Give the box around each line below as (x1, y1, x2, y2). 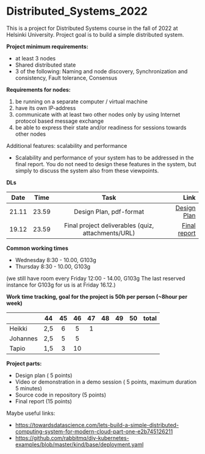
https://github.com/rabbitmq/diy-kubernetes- (15, 434, 129, 441)
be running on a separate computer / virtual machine (15, 98, 148, 105)
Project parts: (6, 359, 42, 367)
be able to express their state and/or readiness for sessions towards (15, 123, 187, 131)
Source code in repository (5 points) (15, 391, 107, 398)
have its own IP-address (15, 104, 76, 111)
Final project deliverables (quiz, (63, 221, 154, 230)
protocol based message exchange (15, 117, 104, 125)
